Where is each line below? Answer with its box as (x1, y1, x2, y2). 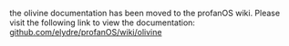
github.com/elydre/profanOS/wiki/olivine (9, 27, 162, 37)
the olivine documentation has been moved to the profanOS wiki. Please (9, 8, 281, 18)
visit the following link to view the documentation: (9, 17, 196, 28)
